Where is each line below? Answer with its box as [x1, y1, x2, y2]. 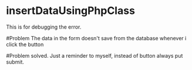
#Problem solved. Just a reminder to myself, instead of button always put [6, 52, 183, 59]
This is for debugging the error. [6, 23, 82, 30]
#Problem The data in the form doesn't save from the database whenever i [6, 34, 187, 41]
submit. [6, 58, 25, 65]
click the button [6, 41, 44, 48]
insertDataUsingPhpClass [6, 4, 135, 17]
